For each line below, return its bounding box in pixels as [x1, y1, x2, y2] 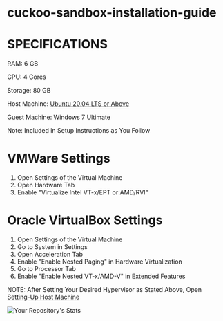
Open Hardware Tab [17, 181, 75, 190]
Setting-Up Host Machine [7, 293, 80, 301]
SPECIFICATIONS [7, 37, 108, 53]
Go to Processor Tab [17, 265, 76, 273]
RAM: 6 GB [7, 59, 39, 68]
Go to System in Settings [17, 243, 88, 250]
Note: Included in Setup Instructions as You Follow [7, 127, 151, 135]
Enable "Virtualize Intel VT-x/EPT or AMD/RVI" [17, 188, 148, 196]
